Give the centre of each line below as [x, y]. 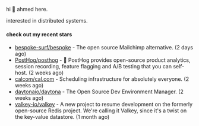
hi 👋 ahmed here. [27, 9]
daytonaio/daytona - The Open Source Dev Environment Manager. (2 [99, 92]
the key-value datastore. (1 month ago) [62, 117]
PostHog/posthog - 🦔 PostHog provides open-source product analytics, [103, 60]
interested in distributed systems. [47, 21]
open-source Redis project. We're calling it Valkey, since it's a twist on [101, 111]
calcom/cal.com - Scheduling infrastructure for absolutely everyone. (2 [102, 79]
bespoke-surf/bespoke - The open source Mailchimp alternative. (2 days [104, 48]
